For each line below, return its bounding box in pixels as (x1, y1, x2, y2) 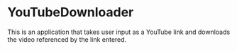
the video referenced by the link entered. (7, 35, 127, 43)
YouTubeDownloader (7, 4, 134, 21)
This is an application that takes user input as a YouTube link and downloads (7, 28, 231, 36)
